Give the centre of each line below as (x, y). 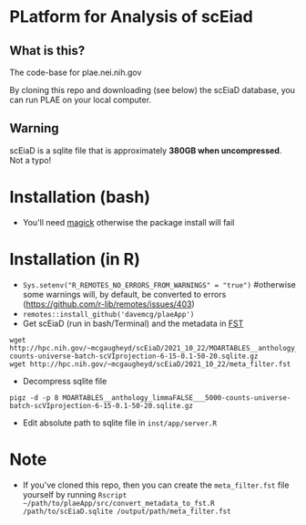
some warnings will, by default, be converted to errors (124, 294)
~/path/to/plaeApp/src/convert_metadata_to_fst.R (119, 503)
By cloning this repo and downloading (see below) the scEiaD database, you (153, 90)
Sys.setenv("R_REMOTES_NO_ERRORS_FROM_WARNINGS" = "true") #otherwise (159, 284)
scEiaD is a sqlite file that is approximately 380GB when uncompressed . (146, 150)
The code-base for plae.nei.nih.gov (76, 72)
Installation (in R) (75, 259)
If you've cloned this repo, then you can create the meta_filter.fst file (156, 485)
